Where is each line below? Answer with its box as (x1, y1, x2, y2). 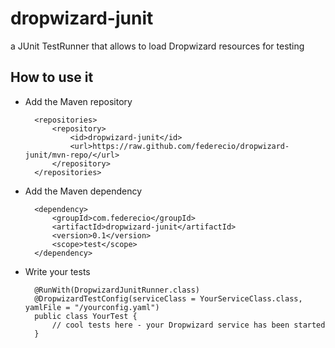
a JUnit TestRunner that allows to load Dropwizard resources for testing (10, 40, 305, 52)
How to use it (10, 69, 94, 86)
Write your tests (24, 265, 91, 277)
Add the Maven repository (24, 95, 133, 107)
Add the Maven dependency (24, 185, 143, 197)
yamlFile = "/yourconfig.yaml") (24, 302, 160, 312)
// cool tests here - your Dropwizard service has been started (51, 320, 326, 330)
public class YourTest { (34, 311, 138, 321)
